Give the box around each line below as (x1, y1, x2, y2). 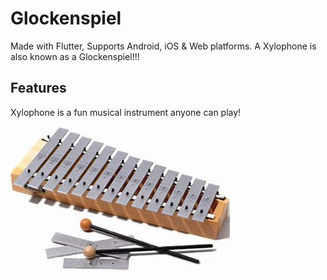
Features (10, 80, 67, 97)
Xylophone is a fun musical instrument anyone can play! (10, 106, 242, 118)
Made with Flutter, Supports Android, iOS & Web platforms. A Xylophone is (10, 40, 317, 52)
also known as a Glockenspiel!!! (10, 50, 140, 62)
